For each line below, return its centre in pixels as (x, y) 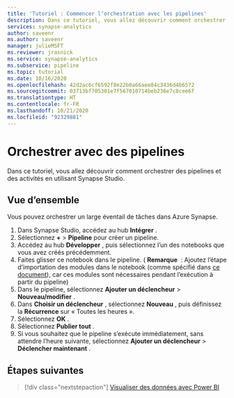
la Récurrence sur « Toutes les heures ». (76, 312)
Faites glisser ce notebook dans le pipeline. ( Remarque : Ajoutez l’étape (122, 260)
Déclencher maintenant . (54, 349)
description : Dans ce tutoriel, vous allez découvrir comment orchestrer (117, 20)
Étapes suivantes (46, 371)
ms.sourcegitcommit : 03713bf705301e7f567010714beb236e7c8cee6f (101, 91)
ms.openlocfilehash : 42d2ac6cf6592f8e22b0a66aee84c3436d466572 (101, 85)
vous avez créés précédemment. (64, 253)
